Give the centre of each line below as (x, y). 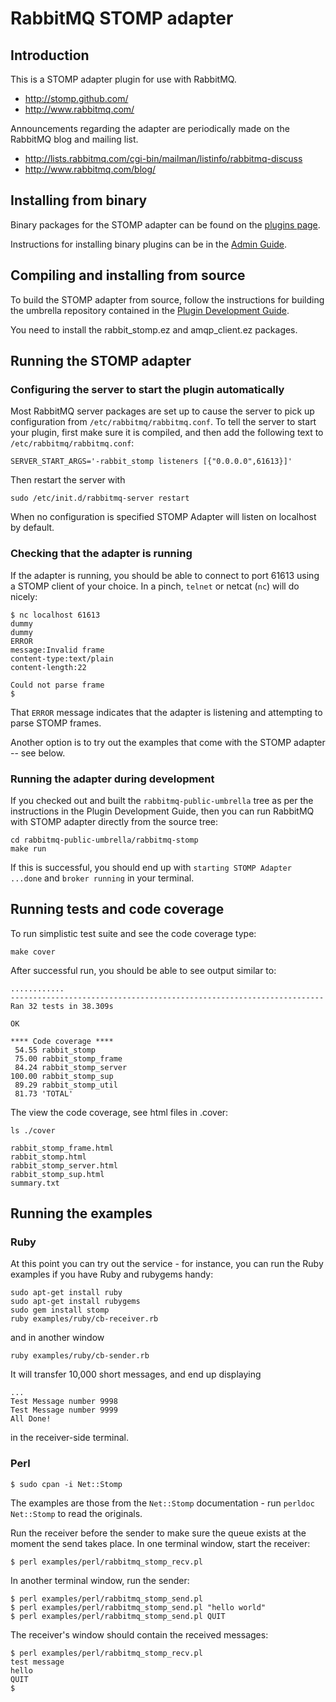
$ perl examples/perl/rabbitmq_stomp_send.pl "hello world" (138, 1607)
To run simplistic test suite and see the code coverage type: (133, 933)
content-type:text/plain (62, 658)
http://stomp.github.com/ (76, 98)
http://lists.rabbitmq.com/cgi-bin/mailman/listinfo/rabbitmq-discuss (163, 158)
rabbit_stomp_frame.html (62, 1148)
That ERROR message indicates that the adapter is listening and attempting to (166, 712)
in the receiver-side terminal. (69, 1438)
